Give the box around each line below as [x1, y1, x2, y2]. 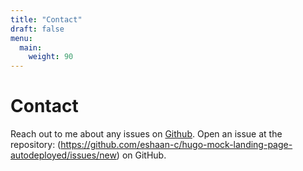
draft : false [10, 24, 65, 34]
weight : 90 [28, 52, 74, 62]
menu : [10, 33, 33, 43]
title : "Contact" [10, 14, 83, 25]
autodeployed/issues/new [10, 149, 117, 161]
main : [19, 42, 43, 53]
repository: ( [10, 139, 62, 151]
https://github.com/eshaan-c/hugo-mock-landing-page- [60, 139, 293, 151]
